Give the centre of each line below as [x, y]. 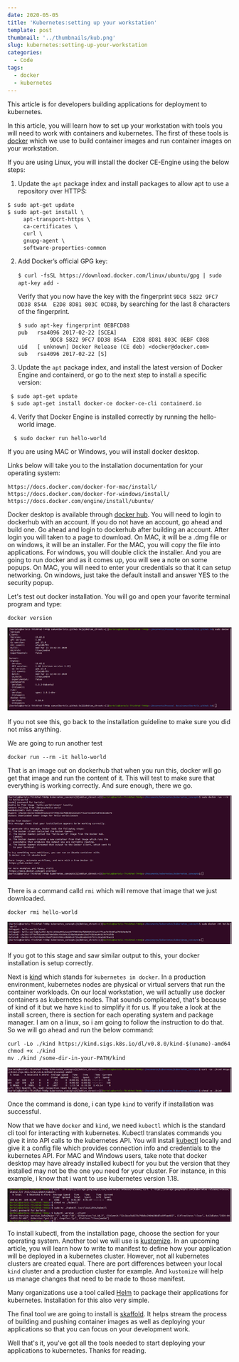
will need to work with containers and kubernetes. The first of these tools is [118, 133]
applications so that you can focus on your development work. [99, 1329]
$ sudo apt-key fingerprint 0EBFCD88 [74, 325]
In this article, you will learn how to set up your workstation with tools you [115, 126]
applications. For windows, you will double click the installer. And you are [115, 552]
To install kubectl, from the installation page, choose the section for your [113, 1234]
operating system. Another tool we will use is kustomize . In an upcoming [113, 1241]
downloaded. [27, 898]
